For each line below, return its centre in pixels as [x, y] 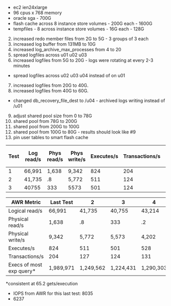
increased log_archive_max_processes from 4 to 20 [67, 49]
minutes [21, 66]
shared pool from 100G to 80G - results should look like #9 [74, 132]
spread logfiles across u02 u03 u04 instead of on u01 [69, 75]
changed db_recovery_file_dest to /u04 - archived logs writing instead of [89, 100]
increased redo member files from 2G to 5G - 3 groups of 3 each [81, 39]
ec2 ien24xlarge [30, 7]
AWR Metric [26, 202]
